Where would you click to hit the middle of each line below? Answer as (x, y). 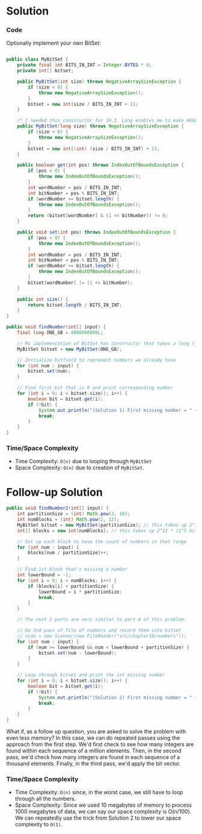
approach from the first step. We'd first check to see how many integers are (100, 745)
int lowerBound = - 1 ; (44, 575)
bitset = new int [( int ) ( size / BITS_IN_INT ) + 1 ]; (94, 149)
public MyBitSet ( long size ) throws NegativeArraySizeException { (101, 126)
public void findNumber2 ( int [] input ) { (58, 508)
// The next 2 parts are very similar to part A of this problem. (102, 620)
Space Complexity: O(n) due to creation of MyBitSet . (79, 468)
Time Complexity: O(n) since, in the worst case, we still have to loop (99, 792)
